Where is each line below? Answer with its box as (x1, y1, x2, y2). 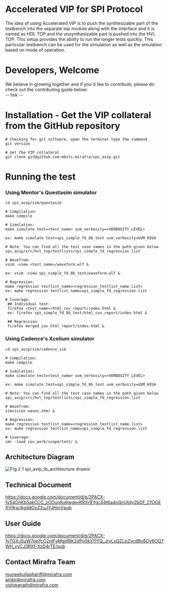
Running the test (5, 171, 76, 182)
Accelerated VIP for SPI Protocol (5, 4, 143, 15)
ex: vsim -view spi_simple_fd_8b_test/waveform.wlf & (5, 271, 121, 276)
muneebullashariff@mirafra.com (5, 571, 72, 577)
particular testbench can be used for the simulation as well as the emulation (5, 41, 162, 47)
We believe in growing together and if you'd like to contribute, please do (5, 81, 155, 87)
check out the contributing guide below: (5, 87, 88, 93)
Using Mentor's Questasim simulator (5, 189, 97, 196)
